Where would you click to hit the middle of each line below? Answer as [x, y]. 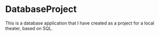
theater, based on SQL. [29, 28]
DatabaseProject [41, 9]
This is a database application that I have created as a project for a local [80, 23]
